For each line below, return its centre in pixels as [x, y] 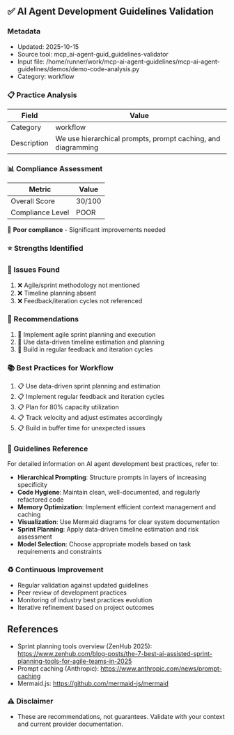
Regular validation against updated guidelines [83, 585]
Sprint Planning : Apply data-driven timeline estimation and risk [108, 530]
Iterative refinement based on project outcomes [86, 607]
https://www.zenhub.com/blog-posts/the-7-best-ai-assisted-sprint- [115, 653]
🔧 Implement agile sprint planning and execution [86, 334]
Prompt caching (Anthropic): [58, 668]
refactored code [40, 500]
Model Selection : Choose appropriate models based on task [104, 544]
